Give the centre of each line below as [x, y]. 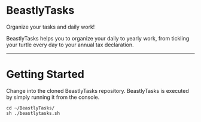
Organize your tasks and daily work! [51, 27]
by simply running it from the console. [53, 97]
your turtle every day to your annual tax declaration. [70, 45]
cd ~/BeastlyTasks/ [31, 108]
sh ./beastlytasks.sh [33, 113]
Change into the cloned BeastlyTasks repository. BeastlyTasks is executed [98, 90]
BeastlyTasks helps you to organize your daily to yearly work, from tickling [98, 38]
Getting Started [45, 74]
